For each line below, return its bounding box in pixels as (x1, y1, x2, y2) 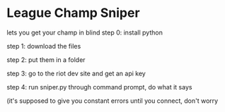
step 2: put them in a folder (6, 55, 86, 64)
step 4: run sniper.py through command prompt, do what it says (6, 82, 192, 91)
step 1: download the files (6, 42, 81, 50)
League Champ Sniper (6, 5, 140, 21)
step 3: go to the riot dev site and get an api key (6, 69, 146, 77)
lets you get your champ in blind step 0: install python (6, 28, 163, 37)
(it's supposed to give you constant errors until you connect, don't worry (6, 97, 219, 105)
